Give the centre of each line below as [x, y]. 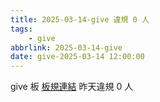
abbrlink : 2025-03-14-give [66, 47]
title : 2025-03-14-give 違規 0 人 [80, 19]
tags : [21, 29]
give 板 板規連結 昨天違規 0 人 [72, 87]
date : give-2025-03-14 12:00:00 [77, 57]
